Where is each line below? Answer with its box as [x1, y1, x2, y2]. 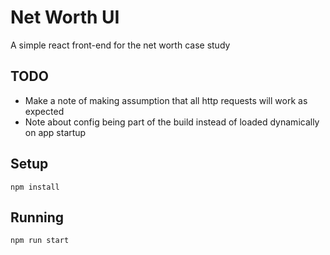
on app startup [24, 126, 87, 138]
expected [24, 105, 65, 117]
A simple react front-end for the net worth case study [10, 39, 231, 51]
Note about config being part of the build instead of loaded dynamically [24, 116, 320, 128]
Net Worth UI [10, 6, 120, 29]
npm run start [10, 236, 70, 246]
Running [10, 209, 65, 226]
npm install [10, 182, 60, 192]
